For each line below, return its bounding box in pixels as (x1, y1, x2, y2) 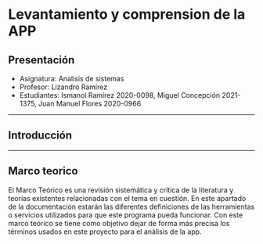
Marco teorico (8, 164, 78, 178)
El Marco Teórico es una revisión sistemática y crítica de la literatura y (8, 185, 234, 195)
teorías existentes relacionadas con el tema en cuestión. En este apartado (8, 193, 247, 203)
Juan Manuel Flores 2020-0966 (38, 99, 142, 108)
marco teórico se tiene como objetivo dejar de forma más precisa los (8, 218, 230, 228)
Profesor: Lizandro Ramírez (19, 82, 108, 91)
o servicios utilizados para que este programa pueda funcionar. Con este (8, 210, 243, 220)
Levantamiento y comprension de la (8, 5, 246, 23)
